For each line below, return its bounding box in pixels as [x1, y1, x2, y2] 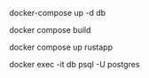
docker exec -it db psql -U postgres [9, 59, 140, 69]
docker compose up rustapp [9, 42, 114, 52]
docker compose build [9, 25, 91, 35]
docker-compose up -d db [9, 8, 106, 18]
